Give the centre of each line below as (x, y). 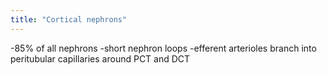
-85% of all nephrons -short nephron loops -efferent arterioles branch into (163, 48)
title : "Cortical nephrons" (69, 19)
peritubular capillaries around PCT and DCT (100, 58)
